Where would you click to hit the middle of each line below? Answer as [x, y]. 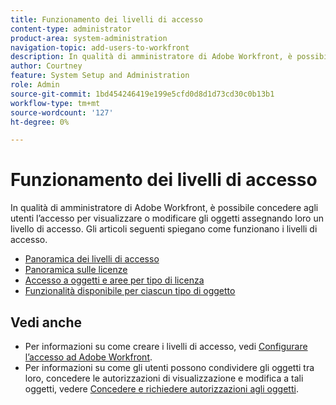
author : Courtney [46, 66]
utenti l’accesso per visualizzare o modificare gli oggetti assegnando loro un [167, 218]
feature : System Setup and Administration [100, 76]
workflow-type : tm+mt [55, 103]
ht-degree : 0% [40, 122]
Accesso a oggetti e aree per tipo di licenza [114, 280]
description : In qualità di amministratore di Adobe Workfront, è [151, 57]
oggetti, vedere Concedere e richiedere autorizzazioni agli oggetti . [161, 389]
